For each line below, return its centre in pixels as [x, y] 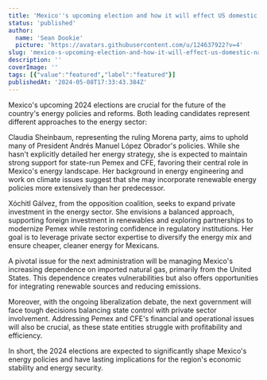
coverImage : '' [33, 68]
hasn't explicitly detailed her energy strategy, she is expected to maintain [128, 154]
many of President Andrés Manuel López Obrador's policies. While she [124, 145]
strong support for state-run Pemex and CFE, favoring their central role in [128, 162]
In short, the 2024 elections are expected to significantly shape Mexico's [128, 351]
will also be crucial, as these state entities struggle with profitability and [125, 327]
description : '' [35, 60]
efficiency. [25, 335]
